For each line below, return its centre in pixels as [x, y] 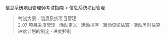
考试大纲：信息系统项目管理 [47, 18]
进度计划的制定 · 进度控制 [45, 31]
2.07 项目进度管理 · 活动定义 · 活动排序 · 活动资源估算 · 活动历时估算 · [90, 25]
